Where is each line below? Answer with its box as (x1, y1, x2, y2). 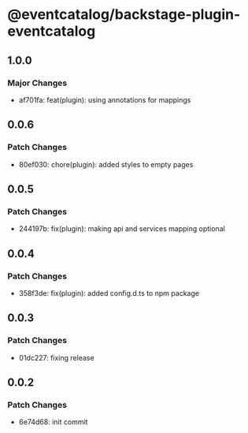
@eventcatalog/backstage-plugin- (7, 6, 241, 24)
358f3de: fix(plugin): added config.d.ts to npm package (18, 288, 200, 297)
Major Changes (7, 77, 68, 88)
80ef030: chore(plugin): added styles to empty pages (18, 159, 194, 169)
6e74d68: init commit (18, 417, 88, 427)
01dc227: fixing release (18, 353, 95, 362)
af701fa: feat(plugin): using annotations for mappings (18, 95, 191, 104)
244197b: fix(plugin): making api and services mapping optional (18, 224, 225, 233)
